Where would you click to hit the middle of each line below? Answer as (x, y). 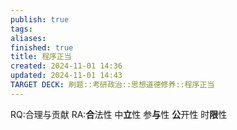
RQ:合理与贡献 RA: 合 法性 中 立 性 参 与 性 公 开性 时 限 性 (119, 114)
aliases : (28, 38)
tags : (21, 29)
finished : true (42, 47)
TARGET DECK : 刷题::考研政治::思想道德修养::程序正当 (112, 85)
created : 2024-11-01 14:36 (66, 66)
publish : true (40, 19)
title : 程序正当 (41, 57)
